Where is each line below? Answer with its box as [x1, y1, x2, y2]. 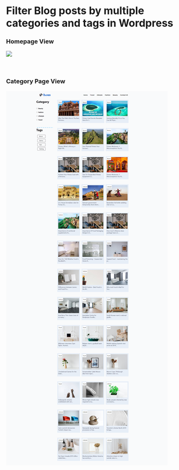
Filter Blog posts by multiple [6, 4, 145, 18]
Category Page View [6, 77, 66, 85]
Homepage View [6, 37, 54, 46]
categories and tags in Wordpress [6, 16, 174, 30]
